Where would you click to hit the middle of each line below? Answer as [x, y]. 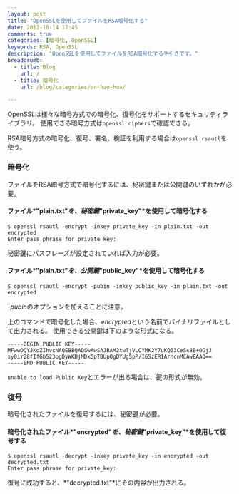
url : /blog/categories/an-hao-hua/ [73, 87]
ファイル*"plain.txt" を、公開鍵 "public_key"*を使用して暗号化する [106, 271]
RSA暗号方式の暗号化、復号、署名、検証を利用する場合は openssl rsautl [114, 138]
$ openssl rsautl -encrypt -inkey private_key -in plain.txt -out [108, 226]
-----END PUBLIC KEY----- [46, 363]
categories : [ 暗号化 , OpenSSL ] [52, 41]
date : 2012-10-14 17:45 [43, 27]
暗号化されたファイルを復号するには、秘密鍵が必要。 [86, 414]
